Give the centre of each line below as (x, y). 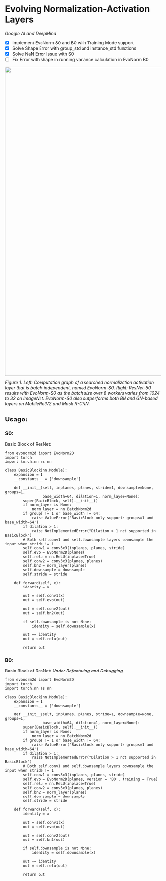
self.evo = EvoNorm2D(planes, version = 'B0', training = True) (90, 779)
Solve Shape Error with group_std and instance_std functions (74, 48)
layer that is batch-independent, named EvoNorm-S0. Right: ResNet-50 (78, 388)
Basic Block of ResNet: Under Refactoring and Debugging (64, 671)
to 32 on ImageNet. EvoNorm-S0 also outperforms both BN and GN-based (82, 398)
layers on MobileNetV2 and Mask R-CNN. (48, 404)
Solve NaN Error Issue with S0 (43, 54)
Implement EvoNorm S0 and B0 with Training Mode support (73, 42)
